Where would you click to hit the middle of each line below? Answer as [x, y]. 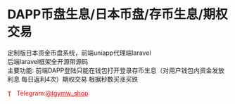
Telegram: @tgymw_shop [52, 93]
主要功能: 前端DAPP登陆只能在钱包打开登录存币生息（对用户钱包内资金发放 [116, 70]
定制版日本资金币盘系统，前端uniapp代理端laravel [79, 53]
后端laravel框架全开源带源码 [48, 61]
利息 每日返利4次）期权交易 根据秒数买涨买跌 [73, 79]
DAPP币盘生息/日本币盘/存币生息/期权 [118, 14]
